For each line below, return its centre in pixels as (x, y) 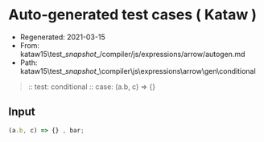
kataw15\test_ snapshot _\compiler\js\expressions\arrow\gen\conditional (138, 71)
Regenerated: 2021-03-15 (63, 37)
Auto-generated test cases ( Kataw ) (133, 15)
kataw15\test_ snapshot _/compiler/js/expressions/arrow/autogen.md (132, 54)
